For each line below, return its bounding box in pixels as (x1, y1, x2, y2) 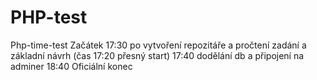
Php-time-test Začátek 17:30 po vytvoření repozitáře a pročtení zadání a (10, 39, 307, 51)
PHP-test (10, 6, 88, 29)
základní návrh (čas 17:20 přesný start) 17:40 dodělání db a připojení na (10, 49, 305, 61)
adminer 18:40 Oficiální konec (10, 60, 133, 72)
